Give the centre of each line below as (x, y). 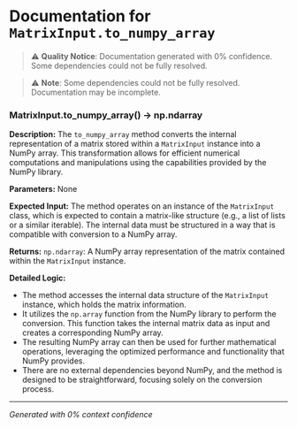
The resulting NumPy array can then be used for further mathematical (149, 342)
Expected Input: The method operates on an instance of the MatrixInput (142, 206)
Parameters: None (43, 189)
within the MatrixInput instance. (68, 261)
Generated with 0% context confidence (81, 415)
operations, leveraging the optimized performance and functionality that (153, 352)
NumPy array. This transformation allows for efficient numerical (125, 153)
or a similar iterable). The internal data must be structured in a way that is (142, 225)
